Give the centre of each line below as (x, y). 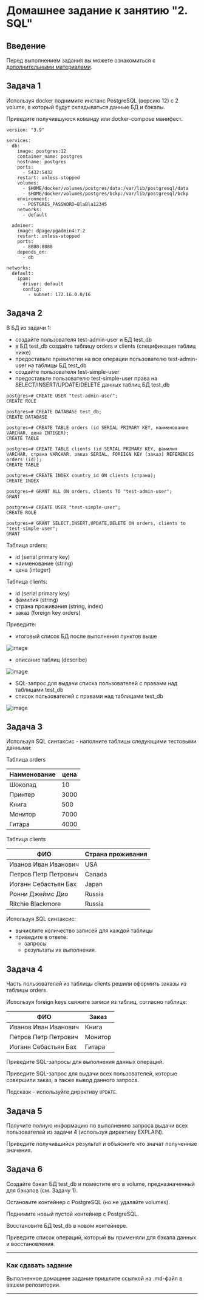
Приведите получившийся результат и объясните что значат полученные (102, 1144)
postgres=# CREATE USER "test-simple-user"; (63, 507)
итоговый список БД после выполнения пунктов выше (86, 636)
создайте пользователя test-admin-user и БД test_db (83, 339)
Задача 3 (25, 727)
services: (19, 140)
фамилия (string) (37, 600)
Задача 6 (25, 1169)
